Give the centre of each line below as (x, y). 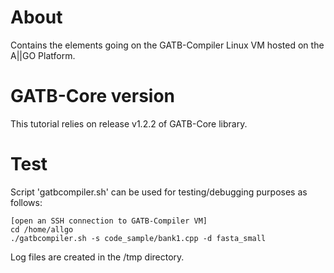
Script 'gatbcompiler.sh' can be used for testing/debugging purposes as (159, 192)
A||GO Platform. (43, 55)
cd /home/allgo (42, 229)
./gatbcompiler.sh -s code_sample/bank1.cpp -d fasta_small (138, 238)
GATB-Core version (93, 96)
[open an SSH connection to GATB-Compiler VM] (109, 221)
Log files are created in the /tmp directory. (97, 257)
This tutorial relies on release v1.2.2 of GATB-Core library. (129, 123)
